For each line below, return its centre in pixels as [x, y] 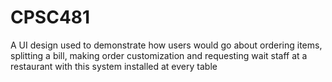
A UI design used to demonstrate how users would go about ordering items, [166, 45]
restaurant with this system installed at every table [114, 66]
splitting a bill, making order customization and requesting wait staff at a [159, 55]
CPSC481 [50, 17]
